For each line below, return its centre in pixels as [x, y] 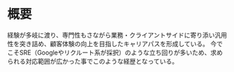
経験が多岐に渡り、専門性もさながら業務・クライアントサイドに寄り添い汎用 [117, 35]
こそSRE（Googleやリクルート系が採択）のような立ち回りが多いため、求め [115, 52]
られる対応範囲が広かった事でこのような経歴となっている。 [93, 61]
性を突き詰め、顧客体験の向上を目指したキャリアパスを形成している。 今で [115, 43]
